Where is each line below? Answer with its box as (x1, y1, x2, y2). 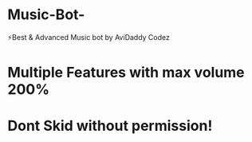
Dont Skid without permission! (7, 117, 213, 135)
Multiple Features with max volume (7, 64, 245, 81)
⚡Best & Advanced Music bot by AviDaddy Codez (7, 32, 171, 41)
